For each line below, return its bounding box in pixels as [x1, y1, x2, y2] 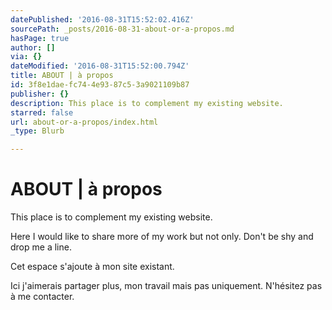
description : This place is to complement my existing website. [10, 98, 284, 108]
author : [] [10, 42, 56, 53]
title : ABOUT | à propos [10, 71, 114, 81]
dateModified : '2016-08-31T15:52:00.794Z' [10, 61, 190, 71]
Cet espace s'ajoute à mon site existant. [10, 261, 175, 273]
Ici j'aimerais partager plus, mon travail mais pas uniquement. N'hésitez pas [10, 280, 323, 292]
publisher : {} [10, 89, 70, 99]
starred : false [10, 107, 74, 118]
